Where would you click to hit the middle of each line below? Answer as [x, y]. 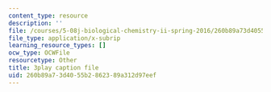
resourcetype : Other [43, 61]
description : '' [35, 23]
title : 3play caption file [54, 68]
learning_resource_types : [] [57, 46]
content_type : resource [48, 16]
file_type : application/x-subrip [65, 38]
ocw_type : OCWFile [39, 53]
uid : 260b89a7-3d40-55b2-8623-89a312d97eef [83, 75]
